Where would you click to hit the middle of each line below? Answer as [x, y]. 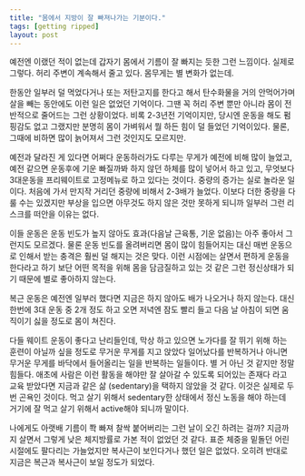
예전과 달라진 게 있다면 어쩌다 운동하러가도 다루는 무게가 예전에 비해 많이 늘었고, [151, 157]
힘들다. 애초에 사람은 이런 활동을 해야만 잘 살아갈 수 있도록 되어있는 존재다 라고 [148, 375]
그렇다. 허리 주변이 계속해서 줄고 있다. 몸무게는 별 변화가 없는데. [122, 73]
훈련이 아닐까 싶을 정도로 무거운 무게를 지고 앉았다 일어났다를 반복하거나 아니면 [149, 352]
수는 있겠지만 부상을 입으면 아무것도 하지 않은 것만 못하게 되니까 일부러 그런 [152, 203]
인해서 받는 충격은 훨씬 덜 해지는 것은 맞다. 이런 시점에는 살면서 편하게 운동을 [154, 257]
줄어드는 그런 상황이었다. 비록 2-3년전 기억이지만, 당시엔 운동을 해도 [161, 116]
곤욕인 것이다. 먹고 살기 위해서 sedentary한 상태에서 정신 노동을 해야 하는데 [152, 398]
